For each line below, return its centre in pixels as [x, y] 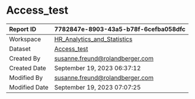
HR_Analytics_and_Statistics [93, 39]
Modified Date [29, 87]
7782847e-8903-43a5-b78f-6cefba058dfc [120, 29]
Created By [25, 58]
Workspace [25, 39]
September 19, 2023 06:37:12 [97, 68]
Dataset [20, 49]
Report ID [23, 29]
